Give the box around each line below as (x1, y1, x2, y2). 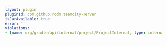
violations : (5, 26, 30, 31)
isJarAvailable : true (5, 16, 50, 21)
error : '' (5, 21, 26, 26)
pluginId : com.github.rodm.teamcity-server (5, 12, 97, 17)
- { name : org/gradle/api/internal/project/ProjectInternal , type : (5, 30, 146, 35)
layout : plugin (5, 7, 37, 12)
